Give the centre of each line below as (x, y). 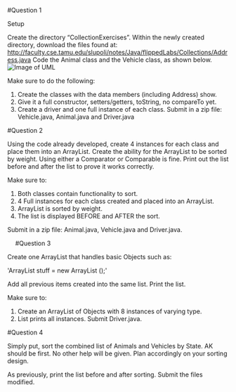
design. (18, 361)
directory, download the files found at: (63, 45)
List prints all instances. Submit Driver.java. (80, 319)
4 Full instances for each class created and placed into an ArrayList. (116, 201)
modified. (21, 382)
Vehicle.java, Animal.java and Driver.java (76, 117)
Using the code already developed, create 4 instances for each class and (113, 144)
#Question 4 (25, 332)
